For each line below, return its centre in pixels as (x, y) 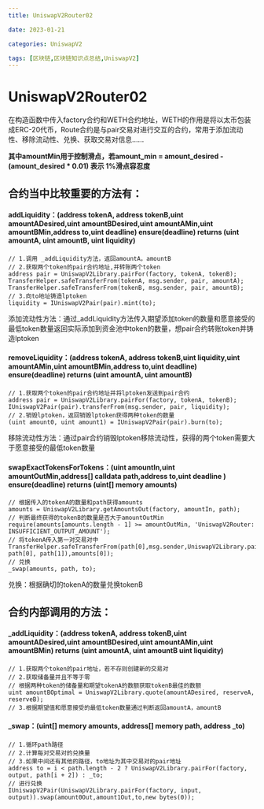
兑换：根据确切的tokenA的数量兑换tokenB (76, 584)
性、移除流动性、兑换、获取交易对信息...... (76, 139)
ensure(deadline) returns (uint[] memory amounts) (93, 484)
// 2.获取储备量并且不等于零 (49, 677)
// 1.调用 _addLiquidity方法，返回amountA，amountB (90, 258)
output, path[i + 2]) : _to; (56, 775)
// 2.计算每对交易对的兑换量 (49, 753)
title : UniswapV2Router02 (50, 15)
